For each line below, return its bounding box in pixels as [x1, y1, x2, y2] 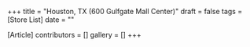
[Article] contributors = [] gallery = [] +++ [7, 31, 142, 39]
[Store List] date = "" [7, 15, 75, 24]
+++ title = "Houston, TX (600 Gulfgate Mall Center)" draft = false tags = [7, 7, 243, 16]
